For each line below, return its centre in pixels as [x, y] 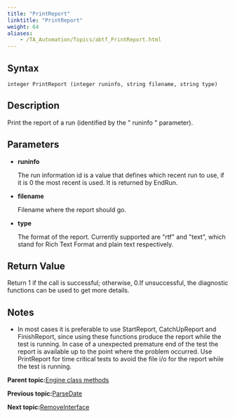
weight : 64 [23, 27]
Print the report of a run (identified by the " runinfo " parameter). [100, 123]
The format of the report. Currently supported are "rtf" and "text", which [121, 237]
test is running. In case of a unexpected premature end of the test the [118, 344]
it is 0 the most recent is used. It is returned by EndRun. [98, 182]
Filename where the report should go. [72, 209]
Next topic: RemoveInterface [48, 407]
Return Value [36, 266]
